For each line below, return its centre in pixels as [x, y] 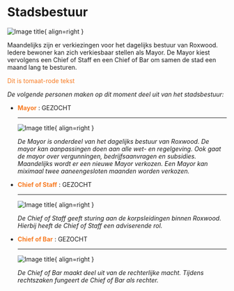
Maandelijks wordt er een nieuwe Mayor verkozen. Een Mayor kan [112, 163]
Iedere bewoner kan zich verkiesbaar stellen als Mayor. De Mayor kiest [109, 52]
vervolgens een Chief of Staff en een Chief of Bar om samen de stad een [112, 59]
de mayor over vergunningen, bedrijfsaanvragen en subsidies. [107, 156]
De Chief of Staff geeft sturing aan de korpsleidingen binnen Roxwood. [119, 218]
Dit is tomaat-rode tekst [41, 80]
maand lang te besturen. [42, 67]
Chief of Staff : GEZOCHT [54, 184]
